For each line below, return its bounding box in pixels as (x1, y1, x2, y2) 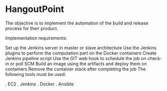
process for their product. (5, 25, 59, 31)
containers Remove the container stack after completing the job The (5, 66, 146, 72)
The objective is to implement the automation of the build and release (5, 20, 149, 26)
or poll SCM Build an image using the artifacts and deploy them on (10, 60, 147, 66)
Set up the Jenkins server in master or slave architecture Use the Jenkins (5, 44, 157, 50)
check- (147, 55, 162, 61)
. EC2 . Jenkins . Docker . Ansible (5, 81, 74, 87)
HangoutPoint (5, 3, 64, 15)
